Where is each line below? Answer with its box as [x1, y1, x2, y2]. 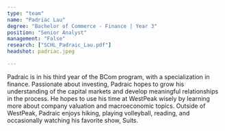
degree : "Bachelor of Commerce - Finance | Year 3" [7, 23, 157, 29]
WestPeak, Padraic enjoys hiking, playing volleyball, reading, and [7, 108, 190, 117]
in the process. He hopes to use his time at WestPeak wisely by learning [7, 94, 211, 102]
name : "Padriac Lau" [7, 16, 66, 23]
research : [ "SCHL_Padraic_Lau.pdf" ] [7, 42, 111, 48]
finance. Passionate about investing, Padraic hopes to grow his [7, 80, 185, 88]
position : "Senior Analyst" [7, 29, 88, 36]
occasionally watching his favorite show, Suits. [7, 116, 139, 124]
